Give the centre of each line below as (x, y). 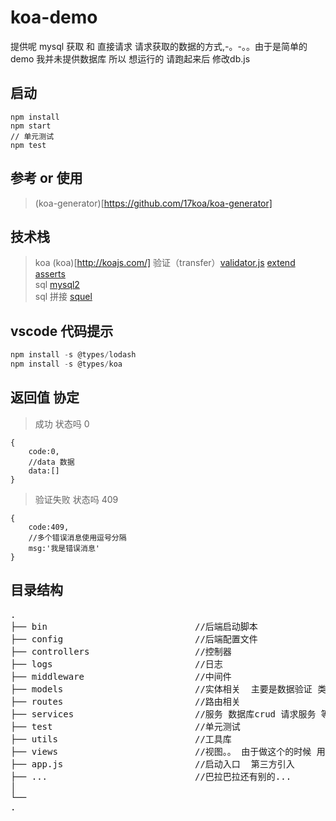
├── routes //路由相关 (125, 701)
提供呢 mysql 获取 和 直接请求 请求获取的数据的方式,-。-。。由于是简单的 (159, 46)
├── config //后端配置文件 (134, 639)
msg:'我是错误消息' (64, 548)
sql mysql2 (57, 285)
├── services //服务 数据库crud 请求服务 (163, 714)
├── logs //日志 (116, 664)
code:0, (44, 451)
